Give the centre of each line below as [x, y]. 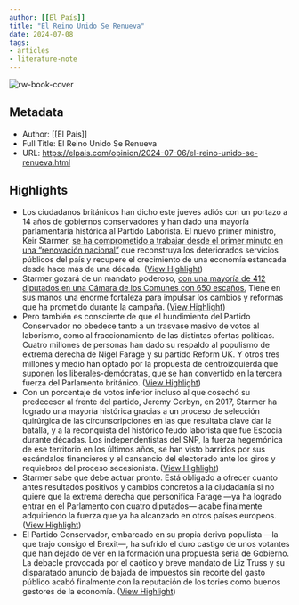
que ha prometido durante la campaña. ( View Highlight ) [124, 307]
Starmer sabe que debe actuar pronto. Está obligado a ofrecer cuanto [150, 477]
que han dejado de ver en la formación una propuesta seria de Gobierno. [156, 553]
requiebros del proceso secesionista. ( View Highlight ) [121, 468]
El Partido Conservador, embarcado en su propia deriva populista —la [150, 534]
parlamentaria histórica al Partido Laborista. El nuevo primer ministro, [149, 231]
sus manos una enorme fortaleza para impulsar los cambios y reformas [153, 297]
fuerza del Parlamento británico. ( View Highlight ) [112, 382]
